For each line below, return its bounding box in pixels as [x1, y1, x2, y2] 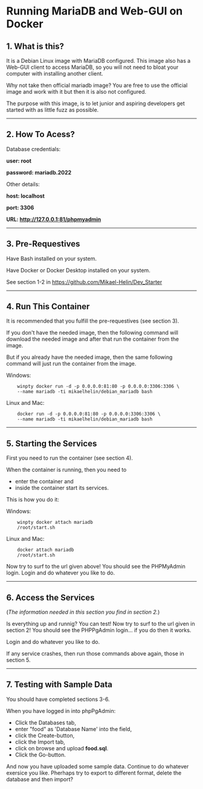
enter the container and [14, 478, 74, 485]
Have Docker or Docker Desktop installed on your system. [6, 266, 151, 274]
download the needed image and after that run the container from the [6, 335, 179, 343]
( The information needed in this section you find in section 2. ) [6, 608, 160, 616]
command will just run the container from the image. [6, 360, 137, 367]
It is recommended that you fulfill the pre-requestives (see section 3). [6, 317, 179, 324]
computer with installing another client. [6, 70, 104, 77]
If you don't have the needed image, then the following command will [6, 329, 178, 337]
